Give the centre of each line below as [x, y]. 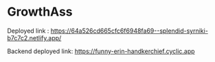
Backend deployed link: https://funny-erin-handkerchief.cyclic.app [101, 51]
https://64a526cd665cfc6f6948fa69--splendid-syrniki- [129, 31]
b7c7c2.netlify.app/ [34, 37]
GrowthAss [40, 12]
